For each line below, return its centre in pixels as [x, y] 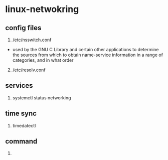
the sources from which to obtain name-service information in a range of [88, 55]
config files [23, 28]
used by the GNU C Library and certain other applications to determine [86, 49]
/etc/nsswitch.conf [32, 40]
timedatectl [24, 125]
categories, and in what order [43, 60]
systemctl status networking [42, 98]
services [19, 86]
